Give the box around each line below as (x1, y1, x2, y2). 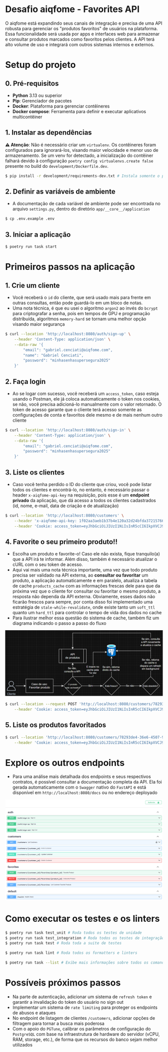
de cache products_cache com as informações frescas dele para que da (12, 583, 160, 589)
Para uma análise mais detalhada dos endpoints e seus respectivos (12, 774, 151, 780)
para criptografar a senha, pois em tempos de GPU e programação (12, 311, 150, 316)
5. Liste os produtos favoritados (5, 721, 106, 729)
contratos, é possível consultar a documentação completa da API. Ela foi (12, 779, 162, 785)
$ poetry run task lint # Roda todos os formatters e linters (5, 950, 137, 955)
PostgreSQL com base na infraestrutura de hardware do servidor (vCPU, (12, 1031, 160, 1037)
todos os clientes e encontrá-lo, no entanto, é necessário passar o (12, 487, 149, 493)
